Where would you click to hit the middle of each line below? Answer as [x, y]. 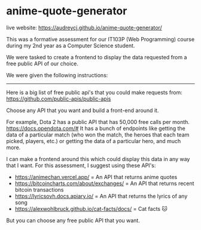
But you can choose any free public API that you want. [73, 220]
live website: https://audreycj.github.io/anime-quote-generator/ [84, 28]
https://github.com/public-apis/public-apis [59, 99]
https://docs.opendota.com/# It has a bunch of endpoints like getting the [96, 128]
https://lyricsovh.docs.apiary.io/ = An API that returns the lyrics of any [101, 196]
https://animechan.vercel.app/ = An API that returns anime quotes [96, 177]
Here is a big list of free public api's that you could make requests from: [94, 92]
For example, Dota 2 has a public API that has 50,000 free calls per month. [98, 122]
